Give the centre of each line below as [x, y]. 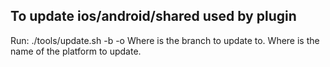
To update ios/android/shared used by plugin [153, 16]
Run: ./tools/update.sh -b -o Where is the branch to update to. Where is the [165, 40]
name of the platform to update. [76, 51]
